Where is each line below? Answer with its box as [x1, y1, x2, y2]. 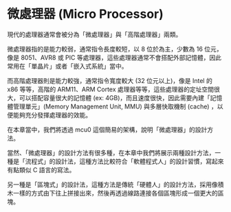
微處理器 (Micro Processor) [7, 6, 164, 22]
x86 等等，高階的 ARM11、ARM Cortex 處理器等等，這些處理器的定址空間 [7, 85, 214, 93]
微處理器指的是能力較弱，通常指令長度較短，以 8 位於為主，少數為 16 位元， [7, 45, 223, 53]
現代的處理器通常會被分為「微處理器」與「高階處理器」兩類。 [7, 30, 182, 38]
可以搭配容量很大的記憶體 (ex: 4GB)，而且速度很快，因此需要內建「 [19, 93, 211, 102]
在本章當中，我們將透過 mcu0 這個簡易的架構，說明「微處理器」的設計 [7, 125, 208, 134]
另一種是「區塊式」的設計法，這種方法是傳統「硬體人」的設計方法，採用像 [7, 180, 218, 189]
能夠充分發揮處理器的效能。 [12, 110, 91, 119]
